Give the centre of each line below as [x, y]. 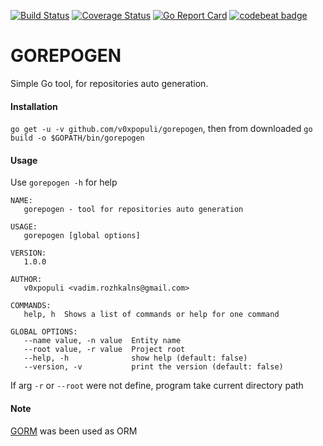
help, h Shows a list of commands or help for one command [151, 315]
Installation [34, 106]
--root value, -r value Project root [104, 350]
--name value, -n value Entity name [102, 341]
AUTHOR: [26, 280]
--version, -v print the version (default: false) [153, 367]
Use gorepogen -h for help [64, 182]
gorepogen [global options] [82, 236]
